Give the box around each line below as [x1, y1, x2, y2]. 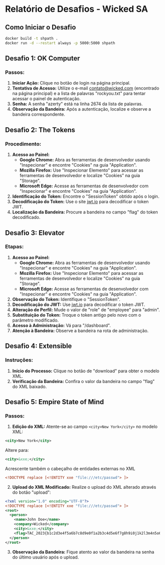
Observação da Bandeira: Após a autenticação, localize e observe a [12, 106, 151, 112]
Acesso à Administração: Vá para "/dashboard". [12, 322, 111, 328]
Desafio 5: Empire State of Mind [5, 397, 104, 406]
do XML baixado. [12, 384, 47, 389]
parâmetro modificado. [12, 317, 59, 323]
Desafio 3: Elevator [5, 229, 65, 237]
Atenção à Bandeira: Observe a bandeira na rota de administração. [12, 327, 149, 333]
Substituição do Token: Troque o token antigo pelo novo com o [12, 312, 141, 318]
